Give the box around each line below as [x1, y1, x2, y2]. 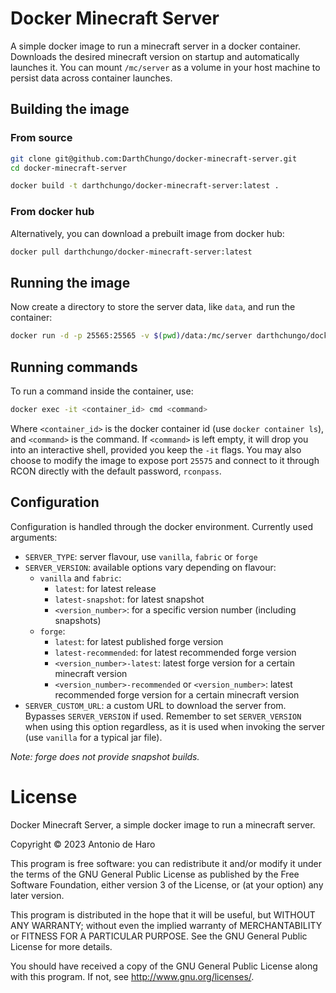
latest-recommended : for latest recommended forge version [54, 646, 297, 658]
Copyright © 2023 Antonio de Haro [10, 838, 156, 850]
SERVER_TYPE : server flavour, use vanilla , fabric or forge [24, 550, 258, 562]
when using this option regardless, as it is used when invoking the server [24, 720, 326, 732]
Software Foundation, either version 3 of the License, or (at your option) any [10, 878, 324, 891]
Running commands [10, 358, 138, 376]
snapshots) [54, 614, 102, 626]
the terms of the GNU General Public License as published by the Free [10, 868, 300, 880]
